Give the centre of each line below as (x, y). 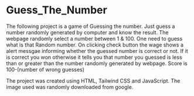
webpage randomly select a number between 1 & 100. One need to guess (94, 38)
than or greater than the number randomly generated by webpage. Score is (97, 63)
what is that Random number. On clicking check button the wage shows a (95, 45)
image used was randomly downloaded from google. (70, 87)
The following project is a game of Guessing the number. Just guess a (91, 26)
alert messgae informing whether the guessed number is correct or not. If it (97, 51)
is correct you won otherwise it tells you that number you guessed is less (94, 57)
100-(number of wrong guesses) (45, 69)
